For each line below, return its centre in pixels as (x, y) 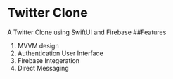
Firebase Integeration (48, 60)
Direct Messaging (43, 68)
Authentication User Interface (60, 53)
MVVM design (38, 45)
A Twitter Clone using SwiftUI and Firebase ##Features (87, 32)
